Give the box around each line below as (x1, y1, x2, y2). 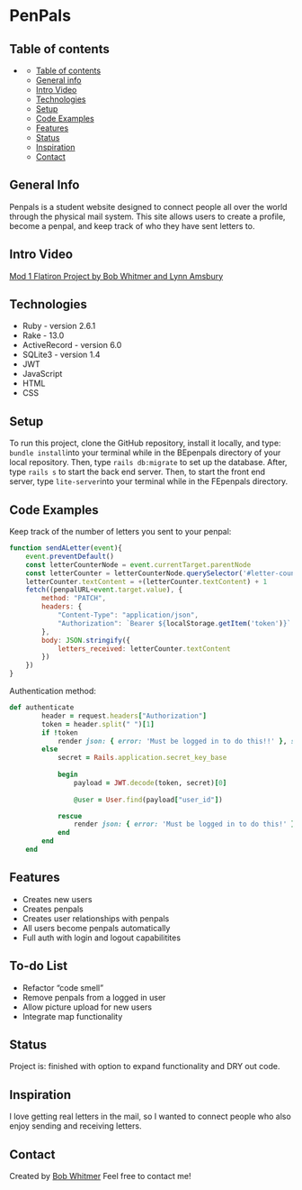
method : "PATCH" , (41, 594, 106, 603)
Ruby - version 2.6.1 (22, 321, 96, 332)
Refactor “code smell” (22, 982, 104, 993)
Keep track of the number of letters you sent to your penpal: (9, 526, 232, 537)
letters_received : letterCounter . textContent (57, 644, 231, 654)
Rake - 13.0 (22, 330, 65, 341)
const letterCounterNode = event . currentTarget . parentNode (25, 560, 252, 569)
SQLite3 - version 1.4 (22, 349, 101, 361)
